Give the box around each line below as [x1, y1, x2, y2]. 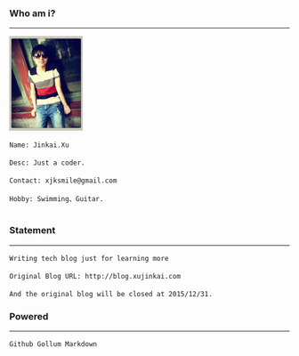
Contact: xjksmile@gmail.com [9, 176, 117, 185]
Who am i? [9, 7, 56, 20]
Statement [9, 224, 56, 237]
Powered [9, 310, 49, 322]
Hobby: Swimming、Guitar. [9, 195, 104, 204]
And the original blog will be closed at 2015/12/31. [9, 289, 214, 298]
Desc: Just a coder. [9, 158, 86, 167]
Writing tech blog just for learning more [9, 254, 169, 263]
